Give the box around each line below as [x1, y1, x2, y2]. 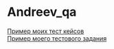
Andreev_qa [7, 4, 77, 20]
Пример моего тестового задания [7, 34, 107, 42]
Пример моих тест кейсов [7, 27, 84, 35]
